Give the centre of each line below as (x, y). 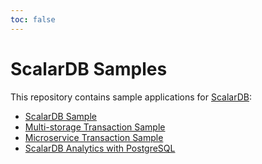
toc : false (33, 19)
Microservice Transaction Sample (94, 137)
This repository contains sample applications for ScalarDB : (131, 97)
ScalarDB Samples (89, 68)
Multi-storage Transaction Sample (95, 127)
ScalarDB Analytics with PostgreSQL (100, 148)
